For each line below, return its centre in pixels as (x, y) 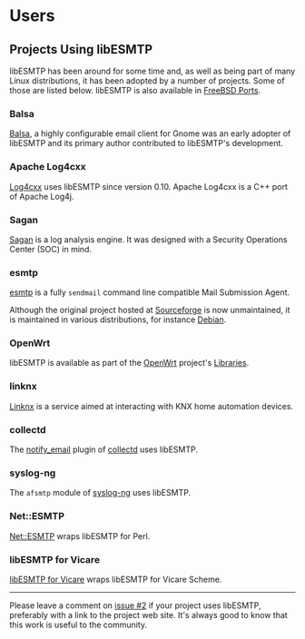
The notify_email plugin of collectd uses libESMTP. (103, 449)
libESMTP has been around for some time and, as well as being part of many (152, 71)
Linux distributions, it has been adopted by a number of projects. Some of (147, 81)
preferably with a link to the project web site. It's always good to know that (148, 614)
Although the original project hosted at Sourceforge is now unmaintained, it (150, 310)
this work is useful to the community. (79, 624)
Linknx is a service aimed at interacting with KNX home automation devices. (151, 406)
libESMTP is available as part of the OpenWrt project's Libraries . (129, 363)
